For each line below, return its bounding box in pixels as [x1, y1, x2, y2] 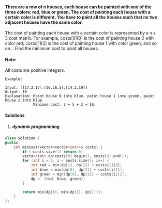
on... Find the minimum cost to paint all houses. [5, 46, 99, 51]
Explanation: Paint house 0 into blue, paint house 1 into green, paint [5, 94, 155, 99]
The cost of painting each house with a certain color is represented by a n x [5, 30, 156, 36]
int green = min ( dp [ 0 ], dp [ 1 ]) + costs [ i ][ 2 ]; [30, 172, 127, 176]
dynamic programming [12, 124, 59, 129]
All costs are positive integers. [5, 67, 65, 73]
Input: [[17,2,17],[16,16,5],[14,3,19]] [5, 85, 88, 90]
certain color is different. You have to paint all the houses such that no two [5, 14, 158, 20]
